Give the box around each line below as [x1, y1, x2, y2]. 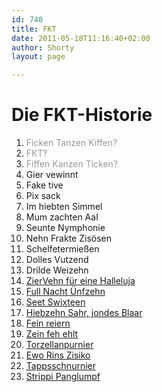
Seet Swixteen [25, 296, 86, 308]
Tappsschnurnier [25, 360, 97, 372]
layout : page [11, 52, 66, 62]
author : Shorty [11, 42, 75, 53]
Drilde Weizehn [25, 264, 89, 276]
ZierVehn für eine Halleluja [25, 275, 136, 287]
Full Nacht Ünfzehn [25, 286, 106, 298]
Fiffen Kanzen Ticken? [25, 158, 119, 170]
